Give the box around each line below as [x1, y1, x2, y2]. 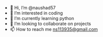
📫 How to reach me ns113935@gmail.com [10, 26, 98, 32]
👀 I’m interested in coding [10, 10, 63, 16]
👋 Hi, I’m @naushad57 [10, 5, 56, 10]
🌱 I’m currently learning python [10, 15, 74, 21]
